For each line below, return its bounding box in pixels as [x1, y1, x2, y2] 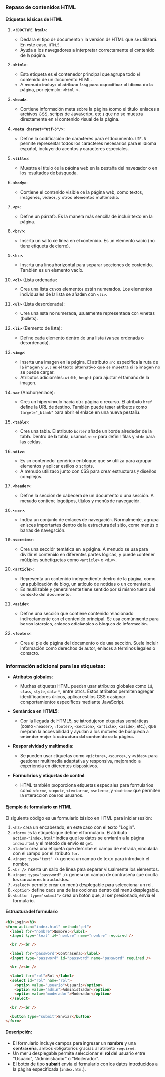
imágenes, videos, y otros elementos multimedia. [20, 195, 119, 200]
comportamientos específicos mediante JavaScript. [20, 699, 125, 705]
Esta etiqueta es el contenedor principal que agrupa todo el [20, 71, 140, 77]
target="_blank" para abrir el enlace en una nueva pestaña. [20, 409, 141, 415]
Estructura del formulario [5, 908, 58, 915]
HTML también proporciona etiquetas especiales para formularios [20, 782, 154, 788]
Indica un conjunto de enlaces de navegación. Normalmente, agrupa [20, 517, 159, 523]
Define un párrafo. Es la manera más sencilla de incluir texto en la [20, 213, 153, 220]
